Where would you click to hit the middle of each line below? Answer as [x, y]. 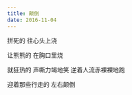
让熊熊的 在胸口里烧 [35, 55]
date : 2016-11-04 [32, 20]
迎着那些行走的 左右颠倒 [41, 84]
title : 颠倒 [23, 13]
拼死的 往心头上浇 [32, 40]
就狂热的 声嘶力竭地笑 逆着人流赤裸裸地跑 [66, 70]
